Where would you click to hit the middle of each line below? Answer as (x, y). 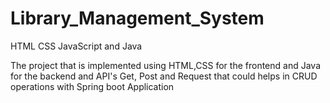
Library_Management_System (137, 18)
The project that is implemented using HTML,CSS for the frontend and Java (165, 65)
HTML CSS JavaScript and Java (76, 46)
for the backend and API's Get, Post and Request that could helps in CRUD (164, 76)
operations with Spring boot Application (92, 86)
